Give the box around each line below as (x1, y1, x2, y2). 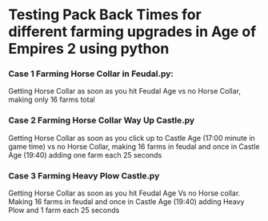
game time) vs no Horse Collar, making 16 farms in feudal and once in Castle (8, 142, 260, 151)
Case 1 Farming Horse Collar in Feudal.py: (8, 68, 174, 79)
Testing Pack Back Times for (8, 6, 202, 24)
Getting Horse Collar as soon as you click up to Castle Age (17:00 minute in (8, 133, 256, 143)
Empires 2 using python (8, 40, 170, 58)
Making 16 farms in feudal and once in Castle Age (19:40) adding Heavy (8, 197, 245, 207)
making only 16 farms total (8, 94, 95, 105)
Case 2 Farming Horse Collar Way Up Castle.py (8, 115, 195, 126)
